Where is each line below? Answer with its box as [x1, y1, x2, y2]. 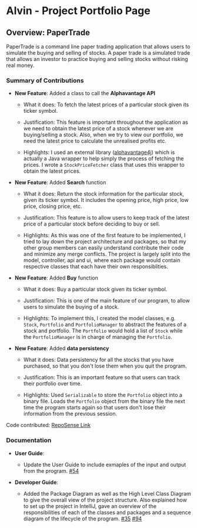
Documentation [6, 436, 52, 445]
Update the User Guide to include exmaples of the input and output [23, 461, 186, 468]
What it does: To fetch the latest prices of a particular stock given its [23, 101, 189, 108]
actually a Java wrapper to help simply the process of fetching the [23, 155, 184, 162]
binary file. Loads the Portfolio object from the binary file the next [23, 398, 185, 405]
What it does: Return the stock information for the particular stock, [23, 190, 184, 197]
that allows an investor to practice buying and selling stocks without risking [6, 56, 188, 62]
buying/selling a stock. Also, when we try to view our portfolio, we [23, 131, 183, 139]
